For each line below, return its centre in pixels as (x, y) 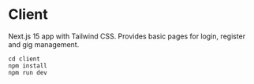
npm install (28, 66)
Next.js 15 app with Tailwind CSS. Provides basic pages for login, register (127, 36)
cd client (24, 59)
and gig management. (44, 44)
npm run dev (28, 72)
